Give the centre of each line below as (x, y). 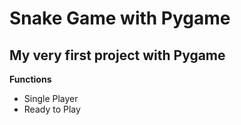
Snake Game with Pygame (120, 18)
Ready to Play (52, 109)
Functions (30, 79)
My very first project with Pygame (117, 55)
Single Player (51, 98)
